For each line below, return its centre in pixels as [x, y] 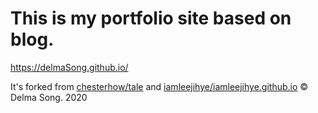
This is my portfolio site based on [151, 18]
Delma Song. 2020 [49, 97]
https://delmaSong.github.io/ [69, 67]
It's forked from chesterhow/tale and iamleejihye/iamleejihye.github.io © [159, 86]
